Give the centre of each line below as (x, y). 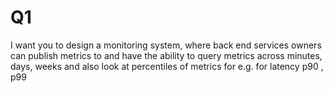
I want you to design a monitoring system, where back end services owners (166, 45)
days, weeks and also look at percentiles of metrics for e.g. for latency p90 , (167, 66)
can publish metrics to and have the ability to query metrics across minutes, (166, 55)
